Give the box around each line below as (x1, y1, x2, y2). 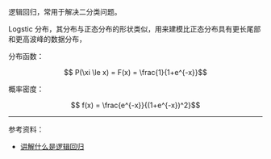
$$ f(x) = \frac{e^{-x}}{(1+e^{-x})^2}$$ (70, 100, 201, 110)
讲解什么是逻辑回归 (19, 142, 85, 151)
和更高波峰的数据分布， (8, 35, 86, 44)
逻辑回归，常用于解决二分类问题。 (8, 7, 122, 16)
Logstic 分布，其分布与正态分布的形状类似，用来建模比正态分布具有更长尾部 (8, 24, 261, 34)
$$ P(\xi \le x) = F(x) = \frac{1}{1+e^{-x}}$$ (64, 68, 207, 77)
